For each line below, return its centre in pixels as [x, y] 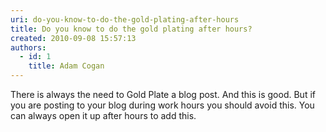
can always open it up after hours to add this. [103, 115]
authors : [28, 47]
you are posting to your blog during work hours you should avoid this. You [162, 105]
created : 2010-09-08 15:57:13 [73, 38]
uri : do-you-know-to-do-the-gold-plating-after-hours [125, 19]
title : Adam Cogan [66, 66]
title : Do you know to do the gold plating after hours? [131, 29]
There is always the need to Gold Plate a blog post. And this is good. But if [163, 94]
